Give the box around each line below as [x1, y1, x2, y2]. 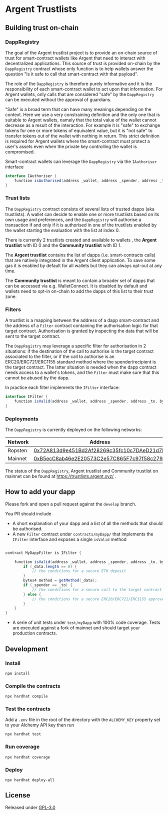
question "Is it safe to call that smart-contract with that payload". [5, 71, 138, 77]
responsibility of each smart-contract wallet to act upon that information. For [5, 86, 163, 92]
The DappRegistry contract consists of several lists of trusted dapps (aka [5, 206, 155, 212]
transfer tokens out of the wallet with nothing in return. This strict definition [5, 132, 160, 138]
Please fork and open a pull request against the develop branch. [5, 501, 136, 507]
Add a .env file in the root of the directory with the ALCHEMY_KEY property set [5, 716, 161, 723]
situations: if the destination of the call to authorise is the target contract [5, 348, 154, 354]
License [5, 791, 30, 799]
